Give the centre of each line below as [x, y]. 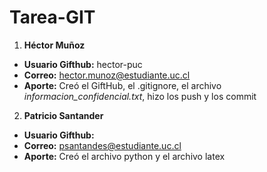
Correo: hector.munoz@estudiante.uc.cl [107, 75]
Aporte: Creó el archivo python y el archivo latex [124, 156]
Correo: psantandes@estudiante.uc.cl [102, 145]
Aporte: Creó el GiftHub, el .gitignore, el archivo [122, 85]
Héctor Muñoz [54, 45]
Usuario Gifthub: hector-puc [83, 64]
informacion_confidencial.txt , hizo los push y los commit [140, 96]
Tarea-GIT [52, 17]
